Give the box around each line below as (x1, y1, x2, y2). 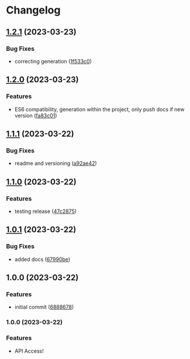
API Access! (14, 347, 44, 354)
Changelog (6, 4, 61, 17)
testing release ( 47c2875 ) (14, 208, 77, 215)
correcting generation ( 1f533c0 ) (14, 57, 92, 65)
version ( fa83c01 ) (14, 112, 57, 119)
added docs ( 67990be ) (14, 256, 71, 263)
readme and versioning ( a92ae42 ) (14, 160, 98, 167)
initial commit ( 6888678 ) (14, 303, 74, 311)
